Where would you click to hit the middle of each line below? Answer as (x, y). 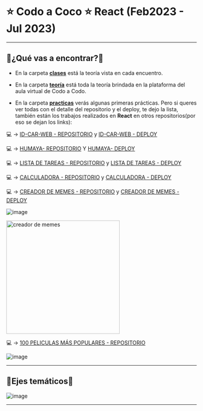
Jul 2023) (31, 29)
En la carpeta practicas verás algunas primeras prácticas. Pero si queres (106, 103)
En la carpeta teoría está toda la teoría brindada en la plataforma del (100, 85)
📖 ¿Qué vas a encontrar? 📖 (55, 58)
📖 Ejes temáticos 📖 (40, 381)
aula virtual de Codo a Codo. (50, 91)
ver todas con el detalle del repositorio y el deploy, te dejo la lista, (96, 109)
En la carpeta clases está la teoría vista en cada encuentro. (89, 73)
